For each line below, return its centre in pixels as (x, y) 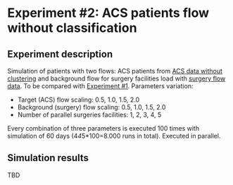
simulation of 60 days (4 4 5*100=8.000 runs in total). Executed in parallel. (114, 136)
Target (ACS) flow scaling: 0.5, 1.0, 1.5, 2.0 (78, 100)
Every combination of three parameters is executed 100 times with (103, 128)
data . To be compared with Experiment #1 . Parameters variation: (100, 86)
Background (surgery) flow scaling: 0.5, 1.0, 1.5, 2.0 (92, 107)
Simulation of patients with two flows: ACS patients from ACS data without (115, 71)
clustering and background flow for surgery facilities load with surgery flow (116, 78)
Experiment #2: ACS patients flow (108, 13)
